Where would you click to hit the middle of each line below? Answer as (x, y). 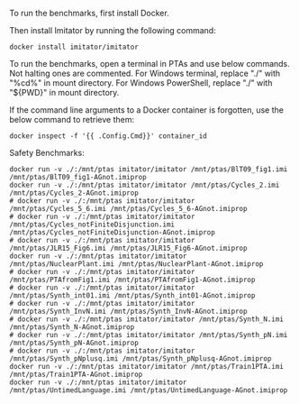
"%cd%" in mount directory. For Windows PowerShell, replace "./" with (141, 83)
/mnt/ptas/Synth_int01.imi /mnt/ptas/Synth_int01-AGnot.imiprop (132, 296)
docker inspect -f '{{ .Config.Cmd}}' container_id (108, 136)
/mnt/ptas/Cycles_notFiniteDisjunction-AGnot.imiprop (113, 233)
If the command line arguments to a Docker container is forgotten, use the (146, 110)
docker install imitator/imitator (74, 47)
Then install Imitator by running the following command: (113, 30)
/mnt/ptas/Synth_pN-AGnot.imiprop (74, 343)
